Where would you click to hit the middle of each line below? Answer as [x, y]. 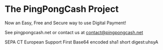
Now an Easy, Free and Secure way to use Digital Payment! [65, 23]
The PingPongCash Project [62, 9]
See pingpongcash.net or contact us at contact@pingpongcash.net [74, 32]
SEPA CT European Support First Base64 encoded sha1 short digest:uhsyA [81, 42]
